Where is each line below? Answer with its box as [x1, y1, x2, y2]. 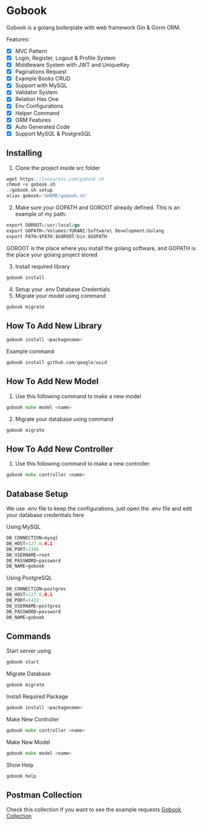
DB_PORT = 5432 [6, 597, 39, 603]
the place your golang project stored [6, 251, 98, 258]
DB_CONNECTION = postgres [6, 586, 67, 592]
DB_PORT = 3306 [6, 546, 39, 552]
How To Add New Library [6, 320, 102, 331]
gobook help [6, 773, 36, 779]
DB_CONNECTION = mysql [6, 535, 59, 541]
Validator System [15, 89, 58, 96]
